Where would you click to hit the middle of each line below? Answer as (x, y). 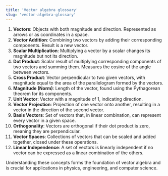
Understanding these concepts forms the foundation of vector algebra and (83, 162)
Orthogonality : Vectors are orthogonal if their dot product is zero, (81, 126)
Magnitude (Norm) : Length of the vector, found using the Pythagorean (87, 88)
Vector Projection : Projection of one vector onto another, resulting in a (87, 104)
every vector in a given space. (44, 120)
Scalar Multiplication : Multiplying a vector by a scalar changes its (81, 51)
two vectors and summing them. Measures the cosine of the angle (82, 67)
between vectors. (31, 72)
